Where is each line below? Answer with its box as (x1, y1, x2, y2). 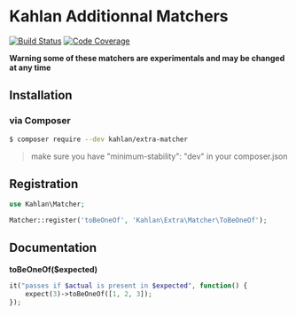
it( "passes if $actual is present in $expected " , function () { (9, 281, 248, 290)
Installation (9, 88, 73, 103)
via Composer (9, 114, 71, 127)
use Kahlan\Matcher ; (9, 200, 86, 209)
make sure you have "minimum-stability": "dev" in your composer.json (30, 151, 288, 161)
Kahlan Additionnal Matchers (9, 6, 229, 27)
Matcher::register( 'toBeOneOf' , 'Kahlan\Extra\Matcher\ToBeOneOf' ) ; (9, 216, 268, 225)
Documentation (9, 240, 97, 256)
